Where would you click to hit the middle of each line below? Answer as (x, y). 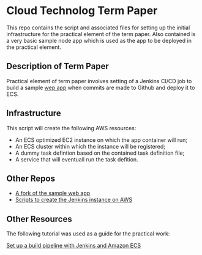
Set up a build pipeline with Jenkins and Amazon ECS (74, 246)
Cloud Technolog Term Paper (82, 11)
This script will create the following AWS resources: (71, 128)
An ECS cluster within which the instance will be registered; (90, 146)
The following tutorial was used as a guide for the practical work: (88, 234)
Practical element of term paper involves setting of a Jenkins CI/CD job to (99, 81)
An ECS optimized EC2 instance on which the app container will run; (101, 140)
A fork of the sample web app (53, 193)
